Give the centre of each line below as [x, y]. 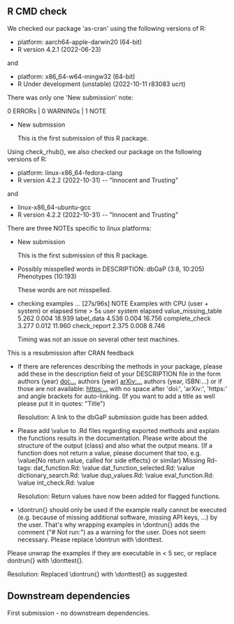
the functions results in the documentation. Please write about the [112, 438]
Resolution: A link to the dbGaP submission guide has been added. [113, 417]
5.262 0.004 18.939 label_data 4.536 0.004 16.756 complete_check [114, 318]
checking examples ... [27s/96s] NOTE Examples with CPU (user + [113, 303]
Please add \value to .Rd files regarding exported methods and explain [118, 430]
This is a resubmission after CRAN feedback [71, 353]
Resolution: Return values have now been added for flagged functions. [119, 496]
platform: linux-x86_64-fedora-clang [70, 172]
